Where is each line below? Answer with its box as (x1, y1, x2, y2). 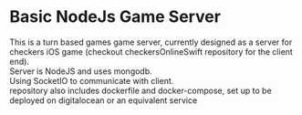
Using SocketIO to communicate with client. (9, 75, 174, 86)
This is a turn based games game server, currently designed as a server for (9, 37, 293, 47)
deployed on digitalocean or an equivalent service (9, 94, 198, 106)
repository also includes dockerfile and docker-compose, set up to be (9, 85, 272, 96)
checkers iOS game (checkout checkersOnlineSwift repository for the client (9, 46, 294, 57)
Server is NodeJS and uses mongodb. (9, 66, 152, 77)
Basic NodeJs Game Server (9, 6, 222, 27)
